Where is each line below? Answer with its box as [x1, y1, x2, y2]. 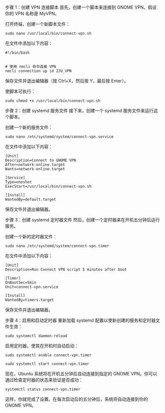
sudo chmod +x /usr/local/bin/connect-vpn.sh [5, 98, 100, 103]
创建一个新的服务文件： [5, 125, 53, 130]
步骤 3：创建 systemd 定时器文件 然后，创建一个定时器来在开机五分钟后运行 [5, 217, 160, 222]
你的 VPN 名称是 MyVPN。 [5, 10, 59, 16]
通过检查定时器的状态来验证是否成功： [5, 377, 83, 383]
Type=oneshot [5, 180, 32, 185]
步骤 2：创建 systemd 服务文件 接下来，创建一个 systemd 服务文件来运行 [5, 108, 154, 113]
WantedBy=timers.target [5, 297, 54, 302]
